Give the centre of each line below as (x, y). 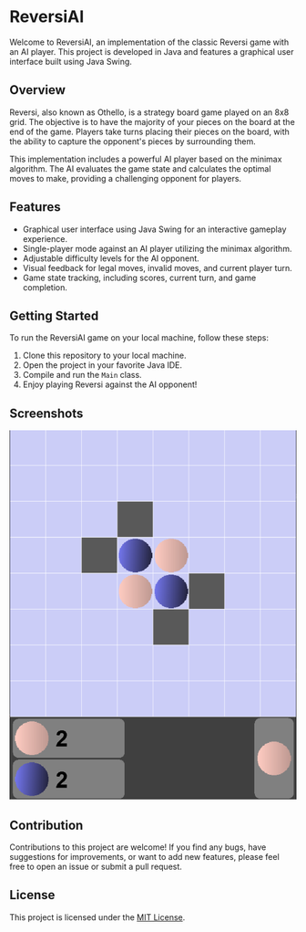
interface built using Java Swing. (71, 61)
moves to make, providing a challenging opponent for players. (126, 178)
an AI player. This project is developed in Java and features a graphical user (152, 51)
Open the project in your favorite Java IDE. (102, 365)
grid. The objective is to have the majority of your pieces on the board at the (153, 121)
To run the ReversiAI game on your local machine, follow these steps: (139, 338)
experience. (45, 238)
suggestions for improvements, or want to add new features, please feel (144, 857)
